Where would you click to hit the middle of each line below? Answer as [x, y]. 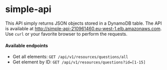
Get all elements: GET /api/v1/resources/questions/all [70, 57]
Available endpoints [27, 45]
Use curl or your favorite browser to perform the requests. [66, 34]
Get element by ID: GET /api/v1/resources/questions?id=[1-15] [79, 62]
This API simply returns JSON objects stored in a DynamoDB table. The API [83, 23]
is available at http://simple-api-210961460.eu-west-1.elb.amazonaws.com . [83, 28]
